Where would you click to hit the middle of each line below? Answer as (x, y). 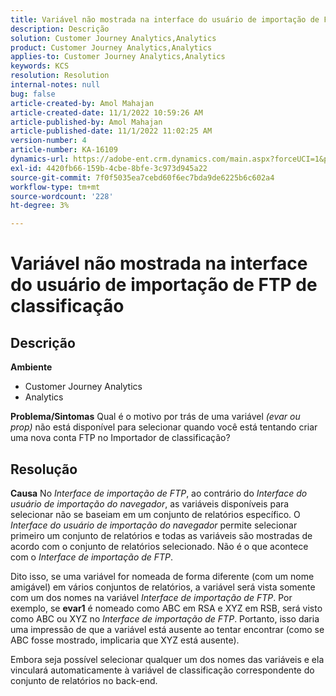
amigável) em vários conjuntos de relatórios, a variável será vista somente (163, 587)
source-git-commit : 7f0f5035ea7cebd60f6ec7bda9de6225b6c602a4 (142, 177)
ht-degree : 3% (40, 206)
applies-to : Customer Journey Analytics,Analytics (118, 57)
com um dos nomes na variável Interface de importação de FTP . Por (151, 597)
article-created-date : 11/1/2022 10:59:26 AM (106, 112)
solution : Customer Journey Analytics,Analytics (113, 38)
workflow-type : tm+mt (55, 187)
